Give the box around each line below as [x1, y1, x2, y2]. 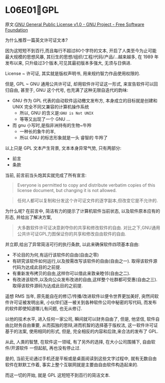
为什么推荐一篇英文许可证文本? [5, 37, 68, 43]
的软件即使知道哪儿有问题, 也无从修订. [5, 306, 83, 311]
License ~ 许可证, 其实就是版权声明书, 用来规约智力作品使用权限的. [5, 70, 140, 76]
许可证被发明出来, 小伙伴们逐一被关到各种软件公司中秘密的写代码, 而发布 [9, 299, 157, 305]
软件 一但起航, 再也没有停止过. [19, 345, 81, 351]
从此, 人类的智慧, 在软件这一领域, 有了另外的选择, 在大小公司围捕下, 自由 [5, 339, 151, 345]
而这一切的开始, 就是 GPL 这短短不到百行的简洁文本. [5, 372, 111, 378]
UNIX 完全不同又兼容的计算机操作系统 [12, 104, 90, 110]
